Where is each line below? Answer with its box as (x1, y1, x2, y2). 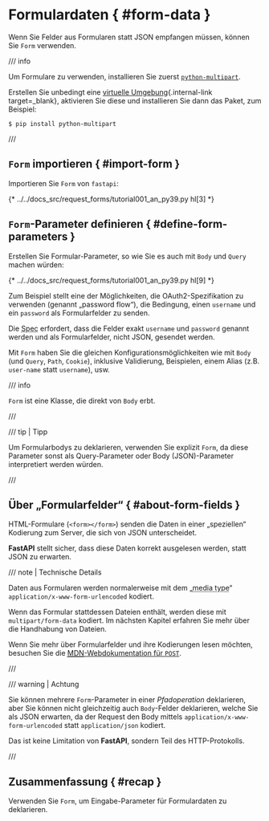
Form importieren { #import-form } (8, 157, 181, 171)
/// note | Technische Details (8, 567, 102, 577)
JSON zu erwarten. (8, 552, 72, 562)
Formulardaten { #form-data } (8, 6, 211, 24)
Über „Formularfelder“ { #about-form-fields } (8, 498, 241, 511)
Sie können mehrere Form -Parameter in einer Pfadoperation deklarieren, (8, 695, 247, 705)
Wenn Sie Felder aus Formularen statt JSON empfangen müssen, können (8, 32, 251, 42)
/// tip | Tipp (8, 427, 48, 437)
